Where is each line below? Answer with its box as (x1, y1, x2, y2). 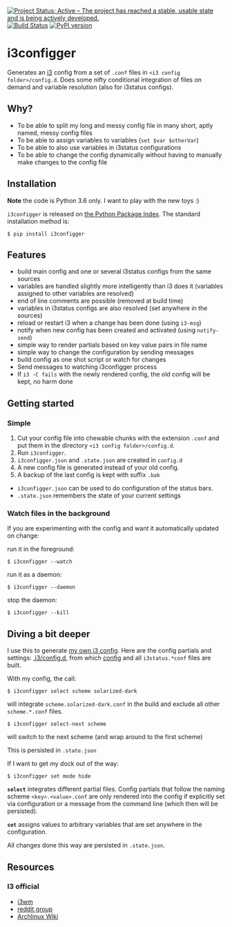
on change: (7, 532, 39, 540)
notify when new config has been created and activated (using (17, 326, 196, 334)
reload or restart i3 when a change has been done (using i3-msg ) (17, 318, 202, 327)
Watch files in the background (7, 508, 110, 518)
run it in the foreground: (7, 545, 75, 553)
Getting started (7, 397, 75, 409)
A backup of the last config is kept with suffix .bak (17, 470, 160, 479)
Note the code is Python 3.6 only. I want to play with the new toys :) (7, 196, 200, 204)
